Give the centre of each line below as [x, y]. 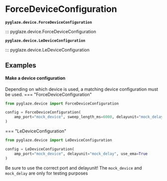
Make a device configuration [35, 78]
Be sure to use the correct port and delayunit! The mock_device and [74, 168]
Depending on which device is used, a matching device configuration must [82, 89]
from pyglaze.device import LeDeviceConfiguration [59, 140]
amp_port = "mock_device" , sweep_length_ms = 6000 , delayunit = [77, 117]
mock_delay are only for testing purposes [46, 173]
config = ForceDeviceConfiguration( [43, 113]
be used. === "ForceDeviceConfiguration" [48, 94]
